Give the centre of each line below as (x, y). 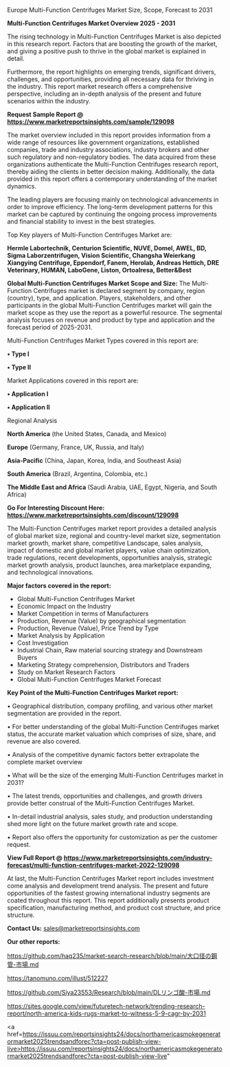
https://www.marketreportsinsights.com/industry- (138, 858)
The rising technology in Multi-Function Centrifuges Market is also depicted (114, 36)
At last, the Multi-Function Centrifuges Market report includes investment (111, 879)
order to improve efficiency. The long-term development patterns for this (110, 207)
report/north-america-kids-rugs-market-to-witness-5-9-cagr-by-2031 (106, 1013)
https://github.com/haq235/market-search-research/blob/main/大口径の (109, 956)
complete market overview (45, 762)
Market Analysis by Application (61, 635)
